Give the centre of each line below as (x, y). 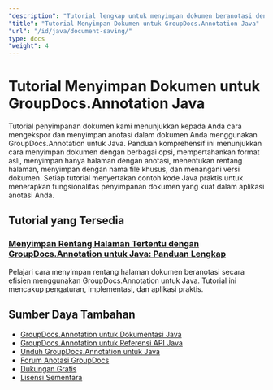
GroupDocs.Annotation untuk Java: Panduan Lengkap (117, 254)
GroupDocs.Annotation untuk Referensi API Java (101, 343)
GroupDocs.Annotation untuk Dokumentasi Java (101, 334)
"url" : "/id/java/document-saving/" (70, 31)
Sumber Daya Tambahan (72, 315)
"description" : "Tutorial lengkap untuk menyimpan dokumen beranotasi (130, 16)
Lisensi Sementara (51, 377)
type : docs (27, 39)
